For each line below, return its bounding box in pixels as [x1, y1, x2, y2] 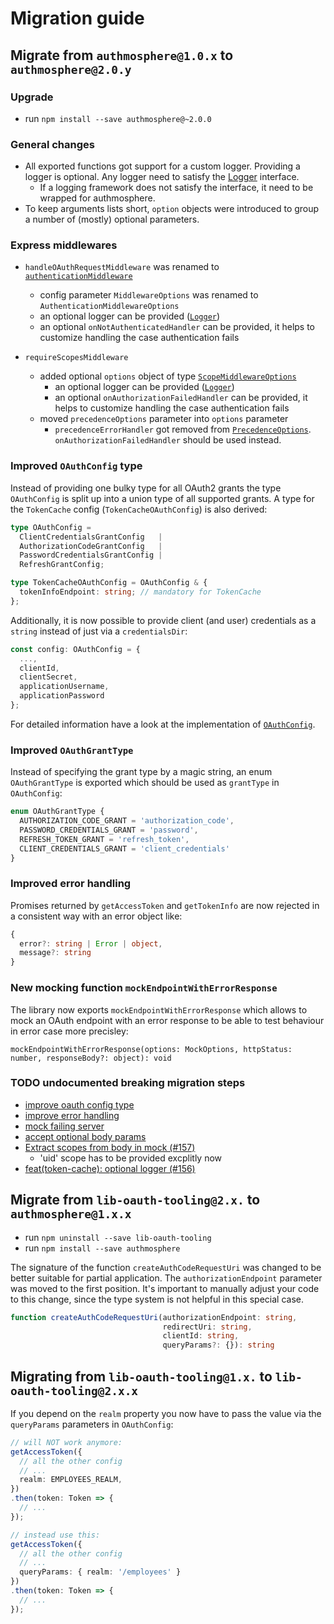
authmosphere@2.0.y [10, 62, 132, 77]
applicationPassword [19, 691, 105, 701]
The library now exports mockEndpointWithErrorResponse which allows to [10, 1003, 308, 1016]
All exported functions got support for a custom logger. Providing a [24, 160, 301, 172]
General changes [10, 137, 95, 151]
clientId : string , [162, 1331, 240, 1341]
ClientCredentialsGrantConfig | [19, 532, 163, 542]
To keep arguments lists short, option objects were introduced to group [24, 203, 320, 215]
